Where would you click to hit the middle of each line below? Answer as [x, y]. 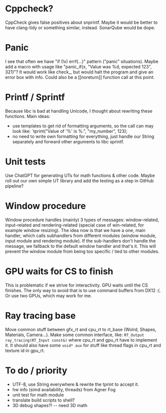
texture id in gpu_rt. [25, 351]
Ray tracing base [40, 316]
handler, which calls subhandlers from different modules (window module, [81, 236]
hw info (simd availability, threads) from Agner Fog [64, 389]
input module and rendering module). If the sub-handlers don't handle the [81, 240]
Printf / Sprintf [35, 97]
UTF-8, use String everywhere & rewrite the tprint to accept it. [76, 384]
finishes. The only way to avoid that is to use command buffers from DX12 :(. [83, 290]
